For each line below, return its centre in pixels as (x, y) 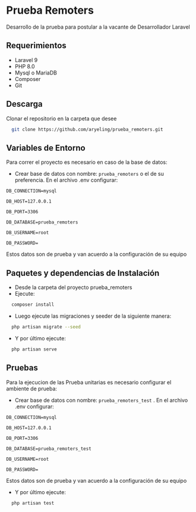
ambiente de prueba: (32, 389)
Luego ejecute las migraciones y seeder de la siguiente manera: (93, 316)
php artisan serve (34, 349)
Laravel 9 (26, 60)
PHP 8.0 (25, 66)
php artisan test (33, 503)
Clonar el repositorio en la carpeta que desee (61, 118)
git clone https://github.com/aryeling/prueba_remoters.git (87, 129)
